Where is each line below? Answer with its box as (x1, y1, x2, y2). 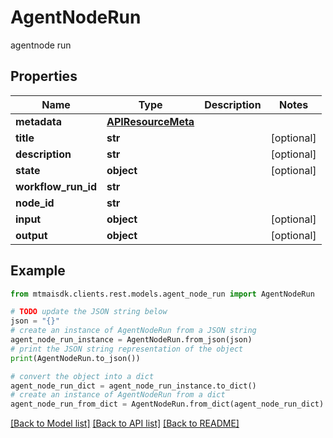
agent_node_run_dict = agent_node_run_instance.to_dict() (10, 381, 257, 391)
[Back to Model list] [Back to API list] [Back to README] (10, 417, 240, 430)
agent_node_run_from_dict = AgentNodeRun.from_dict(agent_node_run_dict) (10, 399, 325, 410)
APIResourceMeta (106, 114, 195, 128)
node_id (15, 196, 55, 210)
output (15, 228, 48, 242)
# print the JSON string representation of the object (10, 344, 244, 354)
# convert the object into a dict (10, 371, 155, 381)
